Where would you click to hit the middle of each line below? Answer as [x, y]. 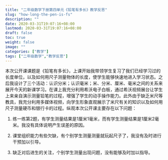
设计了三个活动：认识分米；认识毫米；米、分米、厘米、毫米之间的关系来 [88, 83]
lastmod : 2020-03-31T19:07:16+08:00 [43, 28]
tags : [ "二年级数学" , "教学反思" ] [37, 56]
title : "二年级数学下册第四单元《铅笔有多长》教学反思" [56, 10]
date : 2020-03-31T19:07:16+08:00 [40, 24]
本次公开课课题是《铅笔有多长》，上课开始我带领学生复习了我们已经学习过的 [83, 71]
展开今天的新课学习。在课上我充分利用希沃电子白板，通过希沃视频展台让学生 [84, 90]
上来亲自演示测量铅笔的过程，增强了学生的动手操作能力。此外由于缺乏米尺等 [84, 96]
